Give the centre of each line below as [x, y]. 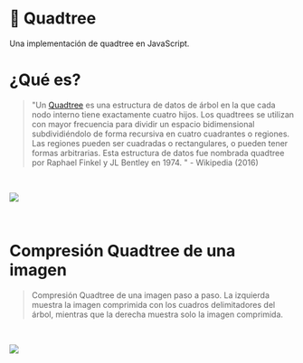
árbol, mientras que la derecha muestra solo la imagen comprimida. [157, 314]
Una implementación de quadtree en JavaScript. [99, 43]
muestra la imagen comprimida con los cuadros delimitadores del [153, 304]
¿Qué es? [45, 80]
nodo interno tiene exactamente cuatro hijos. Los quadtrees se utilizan [163, 114]
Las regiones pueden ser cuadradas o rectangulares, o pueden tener [160, 143]
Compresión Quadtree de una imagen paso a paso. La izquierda [150, 295]
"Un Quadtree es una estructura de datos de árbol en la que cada [153, 105]
